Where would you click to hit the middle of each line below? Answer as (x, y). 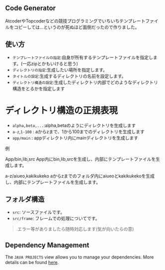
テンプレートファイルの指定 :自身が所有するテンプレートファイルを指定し (82, 57)
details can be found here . (32, 263)
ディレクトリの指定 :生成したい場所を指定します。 (60, 70)
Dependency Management (47, 245)
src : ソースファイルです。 (39, 212)
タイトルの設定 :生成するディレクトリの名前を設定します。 (69, 76)
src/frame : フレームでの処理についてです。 (56, 219)
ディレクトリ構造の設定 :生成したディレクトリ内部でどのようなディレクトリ (85, 82)
